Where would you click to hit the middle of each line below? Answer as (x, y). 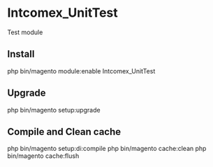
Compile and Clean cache (64, 132)
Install (21, 54)
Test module (25, 32)
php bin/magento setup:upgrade (54, 110)
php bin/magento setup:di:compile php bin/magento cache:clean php (107, 149)
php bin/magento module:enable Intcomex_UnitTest (81, 71)
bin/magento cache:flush (43, 156)
